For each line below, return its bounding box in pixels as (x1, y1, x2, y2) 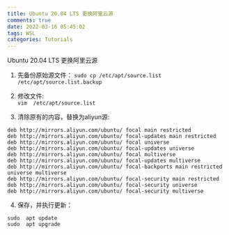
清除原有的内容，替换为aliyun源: (17, 113, 110, 121)
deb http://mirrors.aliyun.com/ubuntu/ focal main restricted (7, 127, 191, 134)
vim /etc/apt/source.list (17, 100, 96, 107)
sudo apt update (7, 215, 58, 222)
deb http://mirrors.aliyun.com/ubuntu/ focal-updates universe (7, 145, 195, 152)
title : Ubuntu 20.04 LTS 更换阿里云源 (7, 10, 113, 17)
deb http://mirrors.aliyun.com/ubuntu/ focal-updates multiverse (7, 158, 200, 165)
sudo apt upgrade (7, 221, 61, 228)
